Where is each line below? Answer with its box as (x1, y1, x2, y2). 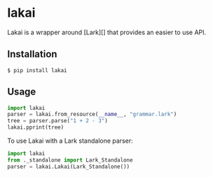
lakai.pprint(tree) (7, 124, 64, 131)
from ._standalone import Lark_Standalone (7, 156, 133, 164)
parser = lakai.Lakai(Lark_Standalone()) (7, 163, 130, 170)
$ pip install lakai (7, 66, 68, 74)
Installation (7, 48, 57, 60)
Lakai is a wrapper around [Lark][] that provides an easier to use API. (7, 28, 207, 36)
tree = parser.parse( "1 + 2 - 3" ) (7, 118, 109, 125)
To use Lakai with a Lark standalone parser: (7, 136, 133, 145)
